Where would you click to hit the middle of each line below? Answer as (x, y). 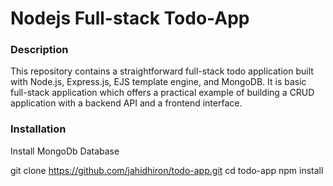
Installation (38, 129)
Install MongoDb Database (65, 151)
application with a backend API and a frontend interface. (126, 103)
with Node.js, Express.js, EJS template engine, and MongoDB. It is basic (158, 82)
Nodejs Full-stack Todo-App (130, 18)
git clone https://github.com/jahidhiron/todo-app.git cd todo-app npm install (167, 170)
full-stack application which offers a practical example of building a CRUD (162, 93)
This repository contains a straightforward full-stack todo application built (162, 71)
